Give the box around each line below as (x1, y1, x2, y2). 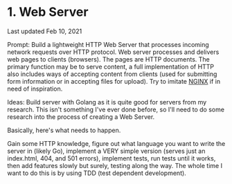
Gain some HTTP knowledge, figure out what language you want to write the (7, 139, 226, 147)
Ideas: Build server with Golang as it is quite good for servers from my (7, 98, 207, 106)
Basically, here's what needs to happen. (7, 126, 121, 134)
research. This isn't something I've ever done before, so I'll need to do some (7, 105, 225, 113)
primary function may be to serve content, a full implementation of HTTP (7, 62, 215, 71)
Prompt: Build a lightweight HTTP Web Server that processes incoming (7, 40, 209, 48)
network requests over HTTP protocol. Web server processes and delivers (7, 48, 220, 56)
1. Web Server (7, 4, 89, 20)
